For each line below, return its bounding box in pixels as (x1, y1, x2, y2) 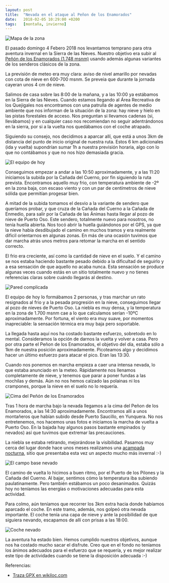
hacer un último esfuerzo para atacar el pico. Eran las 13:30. (5, 352, 130, 358)
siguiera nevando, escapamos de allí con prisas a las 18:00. (5, 517, 129, 523)
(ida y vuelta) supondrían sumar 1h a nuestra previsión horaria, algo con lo (5, 144, 160, 150)
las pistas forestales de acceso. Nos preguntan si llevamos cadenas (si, (5, 113, 154, 119)
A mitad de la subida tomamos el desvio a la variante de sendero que (5, 200, 149, 206)
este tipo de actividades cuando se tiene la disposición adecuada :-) (5, 553, 147, 559)
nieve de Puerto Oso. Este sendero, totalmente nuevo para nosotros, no (5, 217, 154, 223)
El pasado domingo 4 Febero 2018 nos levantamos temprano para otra (5, 45, 152, 51)
